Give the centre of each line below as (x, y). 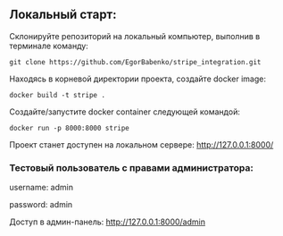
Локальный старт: (63, 15)
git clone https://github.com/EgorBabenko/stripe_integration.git (135, 62)
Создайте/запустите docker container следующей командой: (125, 112)
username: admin (42, 188)
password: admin (41, 205)
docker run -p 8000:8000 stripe (69, 128)
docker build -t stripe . (57, 95)
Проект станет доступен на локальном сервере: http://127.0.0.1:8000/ (141, 144)
